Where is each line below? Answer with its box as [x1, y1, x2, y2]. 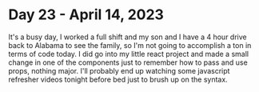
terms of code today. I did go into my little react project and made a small [8, 49, 249, 58]
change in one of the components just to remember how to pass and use [8, 58, 248, 67]
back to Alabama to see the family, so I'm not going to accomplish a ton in [8, 40, 252, 50]
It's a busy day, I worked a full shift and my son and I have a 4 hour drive [8, 32, 247, 42]
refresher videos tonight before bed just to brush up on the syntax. [8, 74, 228, 84]
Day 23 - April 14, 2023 [8, 6, 164, 24]
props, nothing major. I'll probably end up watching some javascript [8, 66, 230, 75]
